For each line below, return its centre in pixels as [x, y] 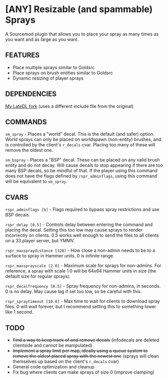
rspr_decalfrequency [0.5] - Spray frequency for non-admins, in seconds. [83, 286]
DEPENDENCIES [31, 94]
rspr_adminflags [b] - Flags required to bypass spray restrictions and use [82, 209]
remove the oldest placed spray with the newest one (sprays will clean [86, 356]
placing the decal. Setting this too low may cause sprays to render [74, 230]
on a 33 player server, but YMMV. [40, 241]
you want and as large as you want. [42, 39]
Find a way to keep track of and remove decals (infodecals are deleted [86, 340]
